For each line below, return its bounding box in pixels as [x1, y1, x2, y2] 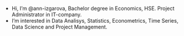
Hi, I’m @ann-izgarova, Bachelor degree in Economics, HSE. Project [11, 5, 175, 12]
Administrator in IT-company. [11, 11, 82, 18]
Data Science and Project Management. [11, 23, 107, 30]
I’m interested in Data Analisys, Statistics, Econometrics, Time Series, [11, 17, 179, 24]
